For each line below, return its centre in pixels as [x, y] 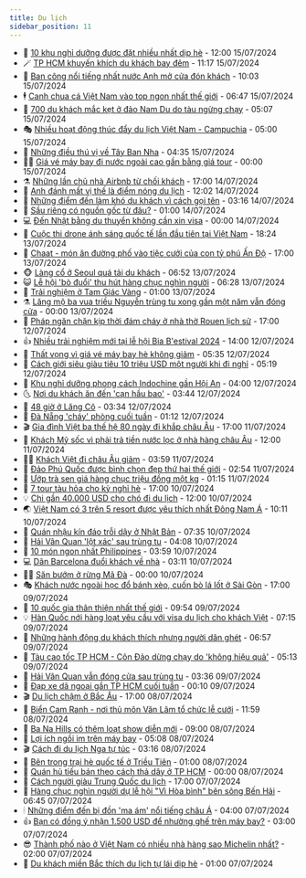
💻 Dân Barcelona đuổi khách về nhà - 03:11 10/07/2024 [127, 561]
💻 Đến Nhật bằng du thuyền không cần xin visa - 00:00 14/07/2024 [151, 220]
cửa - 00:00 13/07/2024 [68, 311]
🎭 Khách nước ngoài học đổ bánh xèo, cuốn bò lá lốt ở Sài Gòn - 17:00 [156, 585]
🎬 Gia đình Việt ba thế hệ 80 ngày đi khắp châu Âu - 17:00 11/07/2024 [154, 427]
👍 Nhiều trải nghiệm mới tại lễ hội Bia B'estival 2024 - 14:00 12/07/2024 [158, 341]
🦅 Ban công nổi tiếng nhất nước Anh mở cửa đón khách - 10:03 [141, 76]
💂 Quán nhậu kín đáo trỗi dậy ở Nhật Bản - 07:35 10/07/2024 [137, 532]
